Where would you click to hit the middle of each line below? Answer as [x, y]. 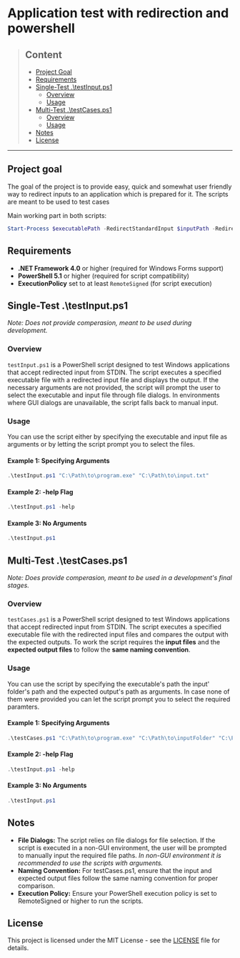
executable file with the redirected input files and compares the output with [118, 634]
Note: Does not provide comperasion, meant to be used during [100, 323]
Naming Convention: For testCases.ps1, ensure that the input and [115, 870]
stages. [19, 585]
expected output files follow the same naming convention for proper [118, 878]
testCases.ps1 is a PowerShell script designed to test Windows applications [119, 619]
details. [18, 948]
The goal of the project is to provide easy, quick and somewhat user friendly [120, 186]
